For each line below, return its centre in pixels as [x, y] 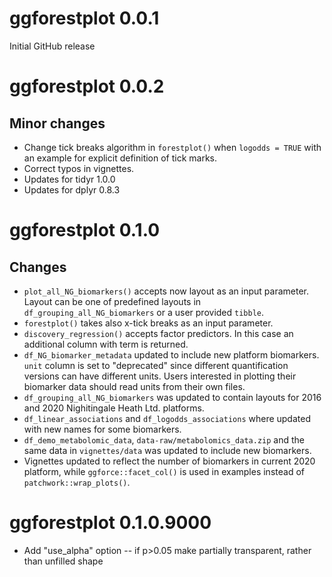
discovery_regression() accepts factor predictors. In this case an [158, 333]
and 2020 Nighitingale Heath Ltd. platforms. [114, 408]
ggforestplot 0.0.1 [84, 18]
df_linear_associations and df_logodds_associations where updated [167, 418]
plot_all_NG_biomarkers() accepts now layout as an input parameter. [166, 291]
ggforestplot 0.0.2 [87, 86]
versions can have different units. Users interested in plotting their [160, 376]
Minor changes [57, 123]
